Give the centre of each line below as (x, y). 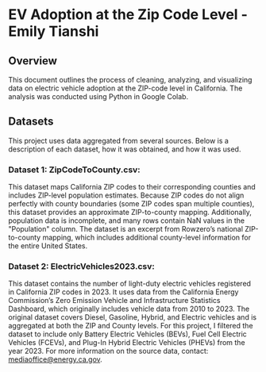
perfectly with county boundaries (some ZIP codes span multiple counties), (131, 204)
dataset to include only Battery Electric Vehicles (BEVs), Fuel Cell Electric (128, 334)
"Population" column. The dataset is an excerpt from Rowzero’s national (126, 229)
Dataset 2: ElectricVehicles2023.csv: (81, 267)
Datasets (31, 122)
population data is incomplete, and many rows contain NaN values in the (126, 221)
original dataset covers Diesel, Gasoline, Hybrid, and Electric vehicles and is (132, 317)
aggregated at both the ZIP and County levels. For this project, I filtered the (131, 326)
